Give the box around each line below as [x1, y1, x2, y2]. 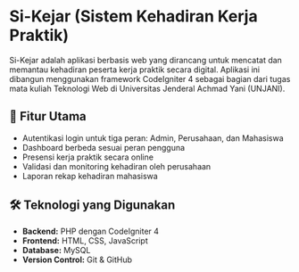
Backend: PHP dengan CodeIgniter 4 [21, 226, 159, 236]
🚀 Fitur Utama [9, 109, 87, 124]
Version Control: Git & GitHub [21, 254, 132, 265]
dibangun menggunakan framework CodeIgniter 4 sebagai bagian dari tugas [9, 73, 291, 84]
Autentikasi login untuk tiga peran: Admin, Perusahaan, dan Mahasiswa [21, 132, 284, 144]
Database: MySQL [21, 244, 91, 255]
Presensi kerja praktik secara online [21, 152, 154, 162]
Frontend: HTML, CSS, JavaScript [21, 235, 149, 246]
